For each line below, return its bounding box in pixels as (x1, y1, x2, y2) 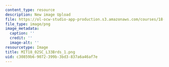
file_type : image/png (5, 21, 51, 27)
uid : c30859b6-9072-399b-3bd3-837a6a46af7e (5, 54, 98, 59)
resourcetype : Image (5, 45, 49, 50)
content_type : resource (5, 7, 55, 13)
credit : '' (10, 36, 33, 41)
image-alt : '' (10, 40, 39, 45)
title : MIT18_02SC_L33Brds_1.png (5, 49, 75, 54)
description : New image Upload (5, 12, 71, 17)
